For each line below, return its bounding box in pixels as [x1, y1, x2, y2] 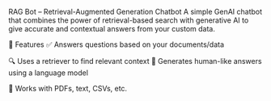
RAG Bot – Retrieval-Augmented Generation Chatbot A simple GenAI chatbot [8, 7, 263, 16]
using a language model [8, 68, 89, 78]
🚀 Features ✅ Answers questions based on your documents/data [8, 40, 225, 49]
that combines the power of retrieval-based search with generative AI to [8, 15, 249, 25]
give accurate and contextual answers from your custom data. [8, 24, 216, 33]
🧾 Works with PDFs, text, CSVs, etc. [8, 84, 128, 93]
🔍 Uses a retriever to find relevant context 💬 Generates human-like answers [8, 57, 262, 65]
